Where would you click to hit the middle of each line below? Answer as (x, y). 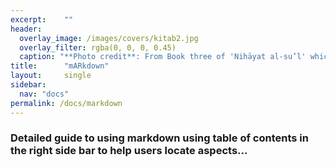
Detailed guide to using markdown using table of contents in (159, 138)
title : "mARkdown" (60, 66)
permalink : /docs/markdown (66, 103)
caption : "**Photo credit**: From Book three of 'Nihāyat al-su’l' (163, 57)
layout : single (51, 76)
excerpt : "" (42, 19)
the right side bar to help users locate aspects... (129, 151)
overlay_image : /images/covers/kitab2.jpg (109, 38)
